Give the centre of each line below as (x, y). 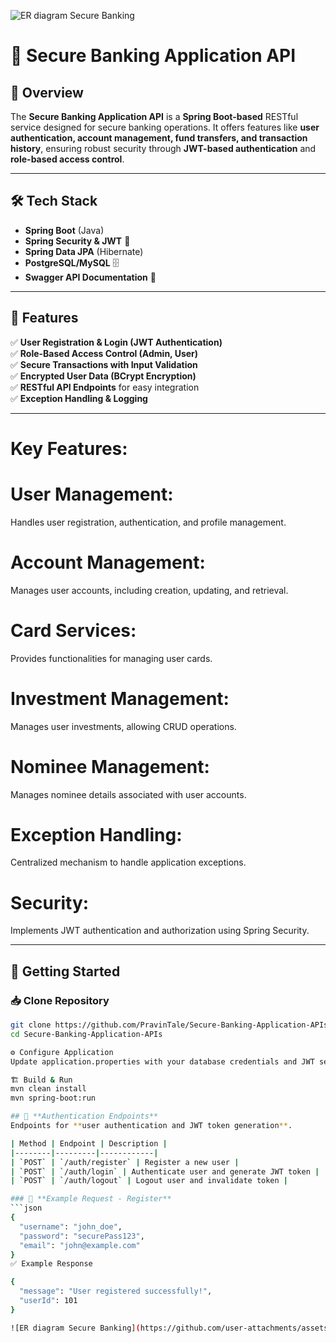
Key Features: (69, 448)
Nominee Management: (110, 766)
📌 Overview (47, 92)
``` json (26, 1208)
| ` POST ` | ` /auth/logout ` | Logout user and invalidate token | (149, 1181)
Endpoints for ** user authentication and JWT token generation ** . (151, 1126)
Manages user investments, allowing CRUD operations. (123, 726)
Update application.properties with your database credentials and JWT (162, 1061)
